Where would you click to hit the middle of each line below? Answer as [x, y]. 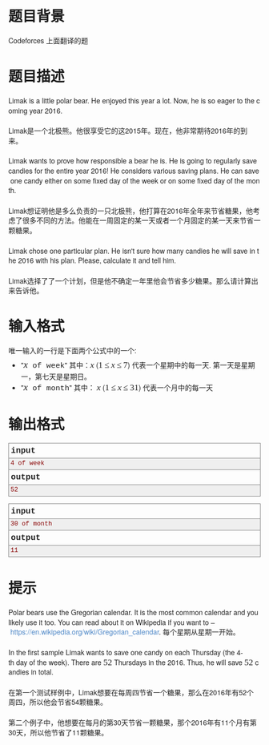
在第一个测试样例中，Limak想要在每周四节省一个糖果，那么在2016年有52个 [131, 692]
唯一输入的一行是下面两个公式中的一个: [72, 351]
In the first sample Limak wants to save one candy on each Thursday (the [122, 652]
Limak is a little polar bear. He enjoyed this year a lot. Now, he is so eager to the [131, 100]
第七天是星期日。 [63, 376]
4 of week [28, 463]
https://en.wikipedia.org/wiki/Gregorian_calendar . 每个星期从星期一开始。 [125, 632]
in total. [42, 672]
